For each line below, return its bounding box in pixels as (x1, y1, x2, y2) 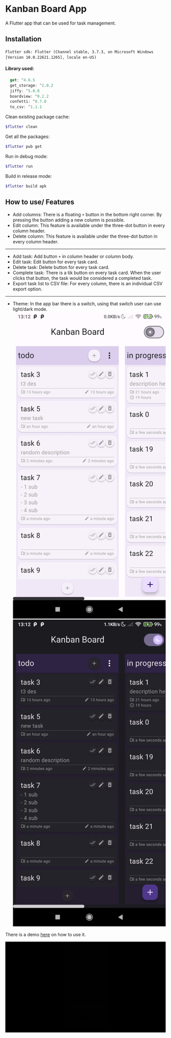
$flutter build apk (5, 184, 47, 189)
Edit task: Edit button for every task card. (12, 259, 99, 265)
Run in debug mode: (5, 153, 48, 159)
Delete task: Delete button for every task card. (12, 264, 110, 270)
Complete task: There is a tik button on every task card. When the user (12, 269, 161, 276)
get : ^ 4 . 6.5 (10, 77, 36, 82)
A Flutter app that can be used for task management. (5, 20, 116, 26)
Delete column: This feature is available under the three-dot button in (12, 233, 158, 239)
